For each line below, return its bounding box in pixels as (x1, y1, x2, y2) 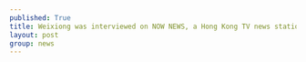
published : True (9, 13, 71, 23)
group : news (9, 38, 55, 48)
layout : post (9, 30, 59, 39)
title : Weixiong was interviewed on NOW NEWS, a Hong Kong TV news (9, 22, 271, 31)
